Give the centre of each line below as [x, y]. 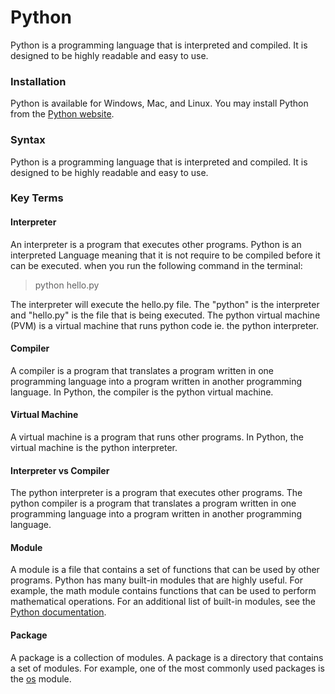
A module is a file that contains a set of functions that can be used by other [165, 570]
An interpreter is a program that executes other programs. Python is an [156, 244]
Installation [38, 81]
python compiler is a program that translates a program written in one [153, 503]
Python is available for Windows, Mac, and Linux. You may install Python [159, 103]
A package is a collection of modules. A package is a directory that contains [167, 657]
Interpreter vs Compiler [60, 470]
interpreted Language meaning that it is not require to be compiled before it [165, 255]
